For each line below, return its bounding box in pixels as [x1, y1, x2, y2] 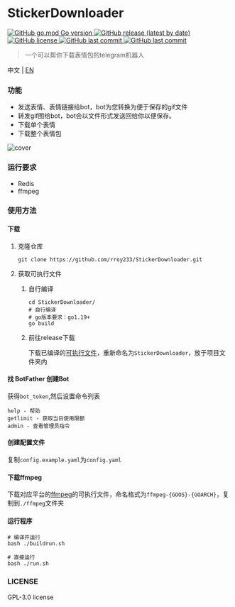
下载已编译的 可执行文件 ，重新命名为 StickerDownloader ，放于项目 [28, 348, 220, 356]
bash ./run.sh [7, 560, 50, 567]
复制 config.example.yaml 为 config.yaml [7, 456, 122, 464]
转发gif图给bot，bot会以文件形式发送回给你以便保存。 [17, 111, 176, 120]
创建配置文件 [7, 438, 45, 447]
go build [28, 319, 55, 327]
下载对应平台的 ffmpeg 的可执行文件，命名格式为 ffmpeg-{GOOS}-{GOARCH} [7, 490, 217, 498]
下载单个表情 [17, 121, 55, 129]
